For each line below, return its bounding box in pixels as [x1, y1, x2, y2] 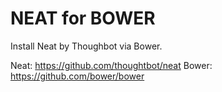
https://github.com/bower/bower [10, 70, 145, 82]
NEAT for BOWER [10, 7, 156, 30]
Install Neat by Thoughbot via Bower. [10, 40, 163, 52]
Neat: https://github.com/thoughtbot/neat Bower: [10, 59, 213, 71]
